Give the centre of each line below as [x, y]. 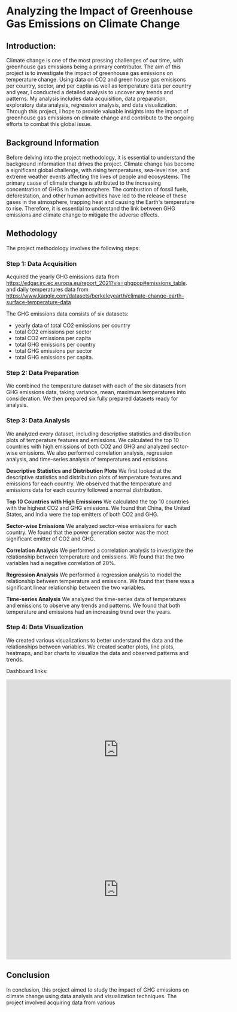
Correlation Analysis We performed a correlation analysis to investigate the [100, 550]
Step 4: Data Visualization [45, 627]
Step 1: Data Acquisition [42, 263]
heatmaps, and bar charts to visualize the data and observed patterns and [98, 653]
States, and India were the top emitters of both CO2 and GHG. [82, 514]
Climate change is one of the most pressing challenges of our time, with [95, 60]
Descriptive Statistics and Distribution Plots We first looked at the [89, 471]
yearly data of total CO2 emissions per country [72, 325]
